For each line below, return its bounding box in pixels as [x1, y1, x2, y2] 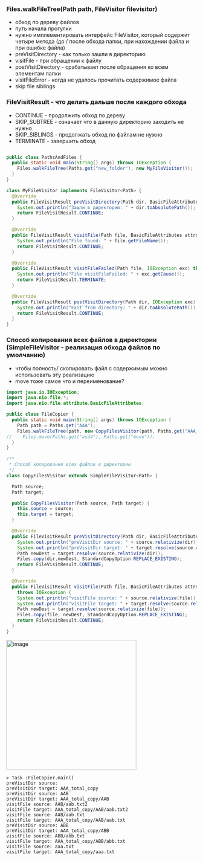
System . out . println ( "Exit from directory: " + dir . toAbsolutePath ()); [17, 305, 199, 311]
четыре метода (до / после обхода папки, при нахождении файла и [14, 38, 189, 45]
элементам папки [14, 70, 62, 77]
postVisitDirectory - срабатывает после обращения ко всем [14, 63, 169, 71]
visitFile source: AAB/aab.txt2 [6, 801, 88, 807]
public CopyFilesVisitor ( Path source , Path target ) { [11, 500, 150, 506]
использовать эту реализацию [14, 371, 95, 378]
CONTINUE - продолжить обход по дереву [14, 111, 126, 119]
